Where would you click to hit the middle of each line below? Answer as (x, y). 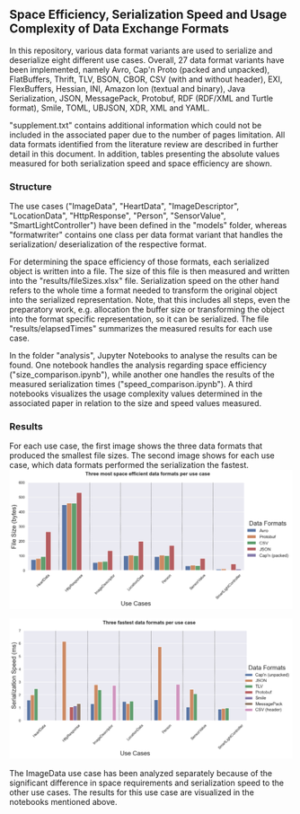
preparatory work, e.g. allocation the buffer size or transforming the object (147, 310)
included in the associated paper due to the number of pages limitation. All (147, 135)
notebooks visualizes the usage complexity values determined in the (136, 394)
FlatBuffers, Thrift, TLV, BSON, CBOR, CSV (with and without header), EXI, (146, 79)
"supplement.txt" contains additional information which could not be (136, 125)
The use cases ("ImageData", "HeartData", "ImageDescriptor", (124, 207)
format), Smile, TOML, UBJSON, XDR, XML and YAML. (110, 108)
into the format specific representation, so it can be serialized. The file (139, 319)
